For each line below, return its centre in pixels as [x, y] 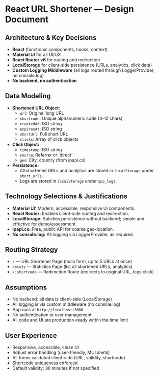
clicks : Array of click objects [49, 139]
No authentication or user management [52, 315]
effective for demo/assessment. [44, 224]
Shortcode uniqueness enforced [45, 363]
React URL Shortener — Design [69, 9]
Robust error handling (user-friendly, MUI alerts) [61, 352]
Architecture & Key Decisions [51, 38]
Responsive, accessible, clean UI [46, 348]
